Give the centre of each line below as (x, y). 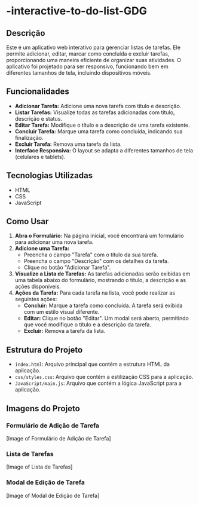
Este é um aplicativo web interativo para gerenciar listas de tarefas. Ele (94, 47)
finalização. (29, 137)
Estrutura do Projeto (45, 350)
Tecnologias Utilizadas (50, 175)
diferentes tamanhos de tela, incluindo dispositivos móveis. (79, 73)
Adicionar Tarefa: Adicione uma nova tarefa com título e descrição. (98, 106)
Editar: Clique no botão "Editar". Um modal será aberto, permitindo (106, 319)
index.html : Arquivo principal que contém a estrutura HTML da (92, 364)
